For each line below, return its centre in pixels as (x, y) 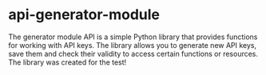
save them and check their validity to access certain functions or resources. (133, 53)
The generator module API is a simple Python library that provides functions (133, 37)
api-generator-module (84, 15)
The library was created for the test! (67, 62)
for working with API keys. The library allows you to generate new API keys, (133, 45)
